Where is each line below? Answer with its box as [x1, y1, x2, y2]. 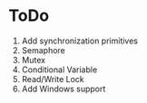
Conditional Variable [21, 64, 98, 75]
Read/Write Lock [21, 73, 85, 84]
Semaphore [21, 44, 65, 55]
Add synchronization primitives [21, 35, 138, 46]
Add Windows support [21, 83, 106, 94]
